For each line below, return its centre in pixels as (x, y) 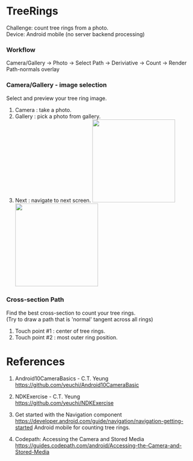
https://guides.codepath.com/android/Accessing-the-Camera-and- (98, 445)
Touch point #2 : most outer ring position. (66, 337)
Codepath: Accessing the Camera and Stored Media (79, 439)
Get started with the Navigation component (68, 415)
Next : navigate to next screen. (53, 200)
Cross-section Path (35, 299)
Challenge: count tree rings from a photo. (57, 28)
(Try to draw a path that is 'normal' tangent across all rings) (80, 319)
